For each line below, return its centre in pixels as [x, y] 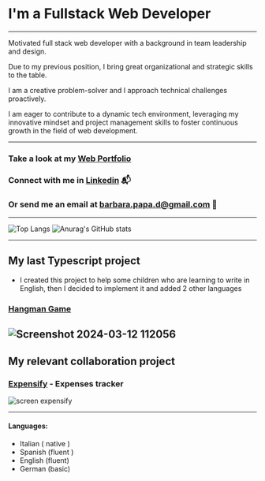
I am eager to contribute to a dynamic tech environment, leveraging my [123, 114]
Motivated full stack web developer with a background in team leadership [127, 43]
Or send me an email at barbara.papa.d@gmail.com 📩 [113, 204]
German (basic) [45, 469]
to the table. [28, 75]
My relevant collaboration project [92, 361]
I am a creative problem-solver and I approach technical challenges [118, 90]
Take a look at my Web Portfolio [70, 158]
